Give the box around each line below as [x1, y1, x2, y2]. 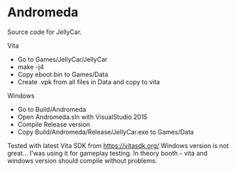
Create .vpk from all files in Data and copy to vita [17, 77, 161, 86]
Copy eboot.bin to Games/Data [17, 70, 108, 79]
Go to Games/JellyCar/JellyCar [17, 55, 108, 64]
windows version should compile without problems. [7, 156, 158, 165]
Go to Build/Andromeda [17, 105, 86, 113]
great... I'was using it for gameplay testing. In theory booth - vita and [7, 149, 207, 157]
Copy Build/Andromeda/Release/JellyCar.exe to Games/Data [17, 127, 195, 136]
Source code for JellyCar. [7, 28, 82, 36]
